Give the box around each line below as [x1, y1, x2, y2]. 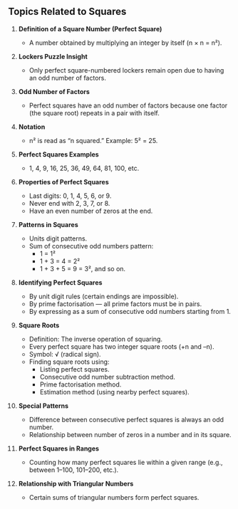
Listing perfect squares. [39, 364, 110, 373]
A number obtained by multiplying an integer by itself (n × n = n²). [29, 38, 222, 47]
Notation [18, 122, 46, 131]
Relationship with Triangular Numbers [18, 479, 134, 488]
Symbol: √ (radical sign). [29, 350, 102, 358]
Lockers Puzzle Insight [18, 52, 88, 61]
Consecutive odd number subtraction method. [39, 372, 175, 381]
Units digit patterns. [29, 234, 88, 243]
